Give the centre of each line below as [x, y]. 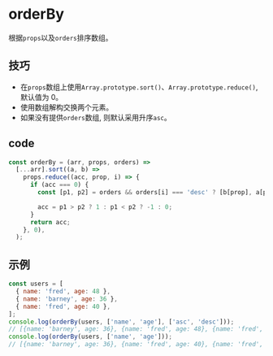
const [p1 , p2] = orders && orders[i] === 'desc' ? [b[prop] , [145, 193]
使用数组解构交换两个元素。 [67, 107]
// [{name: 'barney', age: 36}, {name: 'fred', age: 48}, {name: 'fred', [136, 329]
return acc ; [50, 222]
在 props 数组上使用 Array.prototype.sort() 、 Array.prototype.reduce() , [139, 87]
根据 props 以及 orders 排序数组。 [61, 37]
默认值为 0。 [41, 97]
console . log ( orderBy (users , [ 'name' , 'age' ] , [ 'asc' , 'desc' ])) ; [121, 322]
